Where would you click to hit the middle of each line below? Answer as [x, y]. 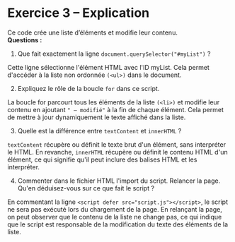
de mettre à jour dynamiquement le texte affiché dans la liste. [97, 117]
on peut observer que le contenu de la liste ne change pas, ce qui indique [115, 217]
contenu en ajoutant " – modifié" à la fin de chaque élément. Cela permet [116, 109]
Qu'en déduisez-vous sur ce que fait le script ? [86, 188]
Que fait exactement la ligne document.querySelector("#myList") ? [114, 54]
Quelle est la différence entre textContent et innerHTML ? [99, 131]
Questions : [25, 40]
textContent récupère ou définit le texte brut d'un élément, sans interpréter [117, 144]
